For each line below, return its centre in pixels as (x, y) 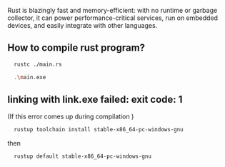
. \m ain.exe (30, 77)
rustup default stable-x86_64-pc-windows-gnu (83, 156)
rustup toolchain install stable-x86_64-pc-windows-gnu (99, 130)
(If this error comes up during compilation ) (71, 116)
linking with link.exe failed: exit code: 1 (95, 99)
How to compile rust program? (76, 48)
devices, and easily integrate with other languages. (82, 25)
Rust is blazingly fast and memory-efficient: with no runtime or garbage (112, 10)
